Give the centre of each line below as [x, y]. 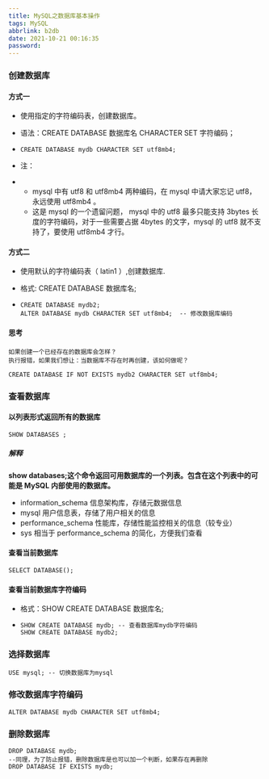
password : [25, 46]
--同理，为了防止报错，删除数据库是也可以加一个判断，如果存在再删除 [108, 760]
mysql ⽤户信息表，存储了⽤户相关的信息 [88, 513]
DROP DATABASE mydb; [43, 752]
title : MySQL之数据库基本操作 [55, 16]
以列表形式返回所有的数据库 [55, 417]
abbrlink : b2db [34, 31]
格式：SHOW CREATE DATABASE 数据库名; [92, 609]
